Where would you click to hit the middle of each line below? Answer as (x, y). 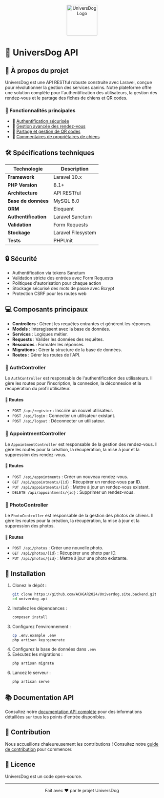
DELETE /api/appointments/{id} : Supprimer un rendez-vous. (73, 492)
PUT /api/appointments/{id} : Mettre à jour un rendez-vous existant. (81, 487)
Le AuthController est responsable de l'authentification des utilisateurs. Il (79, 378)
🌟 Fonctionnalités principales (40, 110)
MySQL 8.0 (66, 201)
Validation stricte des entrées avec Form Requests (62, 278)
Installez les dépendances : (40, 608)
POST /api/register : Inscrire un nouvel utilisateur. (63, 411)
